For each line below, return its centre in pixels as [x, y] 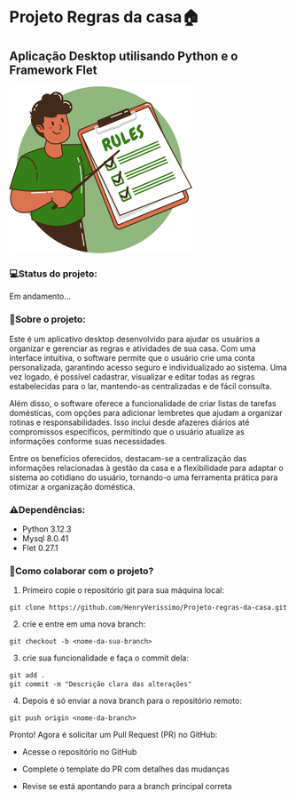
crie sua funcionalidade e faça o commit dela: [105, 658]
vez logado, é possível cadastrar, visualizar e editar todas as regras [132, 376]
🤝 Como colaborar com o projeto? [82, 571]
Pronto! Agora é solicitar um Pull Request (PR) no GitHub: [113, 735]
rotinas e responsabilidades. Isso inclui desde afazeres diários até [129, 422]
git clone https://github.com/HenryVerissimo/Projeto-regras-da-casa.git [148, 608]
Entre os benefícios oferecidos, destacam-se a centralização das [128, 458]
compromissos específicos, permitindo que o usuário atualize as [127, 431]
